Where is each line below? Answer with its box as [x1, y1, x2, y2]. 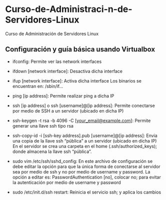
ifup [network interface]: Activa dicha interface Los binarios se [12, 77, 141, 83]
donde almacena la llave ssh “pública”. [12, 148, 92, 154]
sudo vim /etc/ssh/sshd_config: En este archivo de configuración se [12, 158, 153, 164]
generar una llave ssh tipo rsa [12, 122, 74, 128]
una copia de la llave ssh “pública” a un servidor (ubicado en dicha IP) [12, 137, 157, 143]
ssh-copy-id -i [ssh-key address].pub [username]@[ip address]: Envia [12, 132, 157, 138]
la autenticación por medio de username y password [12, 179, 121, 185]
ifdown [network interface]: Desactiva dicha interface [12, 68, 122, 74]
